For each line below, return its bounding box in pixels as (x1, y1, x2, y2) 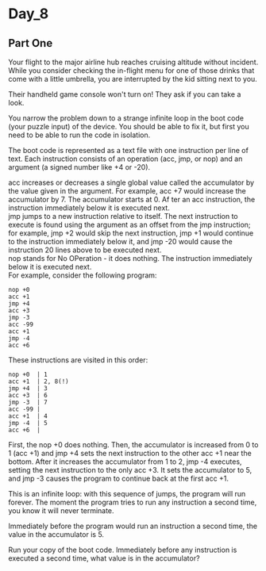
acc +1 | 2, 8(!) (8, 377, 69, 385)
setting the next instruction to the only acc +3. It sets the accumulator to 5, (8, 466, 253, 474)
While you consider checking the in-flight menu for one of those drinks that (8, 66, 255, 75)
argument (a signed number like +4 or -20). (8, 163, 151, 171)
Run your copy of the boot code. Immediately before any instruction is (8, 545, 237, 554)
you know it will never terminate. (8, 506, 114, 515)
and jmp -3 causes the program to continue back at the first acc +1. (8, 473, 229, 483)
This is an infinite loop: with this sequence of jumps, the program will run (8, 489, 246, 498)
